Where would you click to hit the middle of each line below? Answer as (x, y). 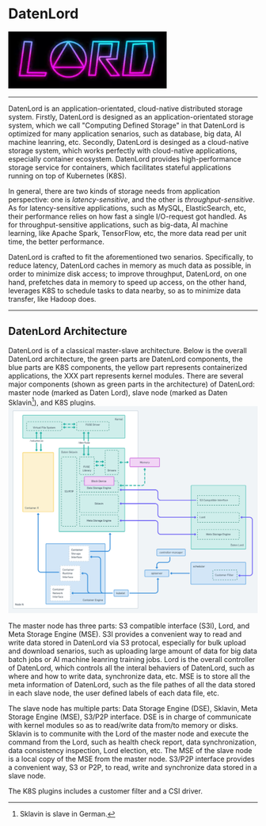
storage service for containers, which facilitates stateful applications (120, 167)
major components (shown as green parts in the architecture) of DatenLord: (131, 384)
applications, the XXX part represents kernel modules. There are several (126, 375)
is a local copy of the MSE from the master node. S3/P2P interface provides (131, 759)
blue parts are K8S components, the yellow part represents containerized (128, 367)
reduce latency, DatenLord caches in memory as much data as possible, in (130, 265)
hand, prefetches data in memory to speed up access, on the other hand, (127, 282)
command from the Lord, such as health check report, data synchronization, (133, 742)
